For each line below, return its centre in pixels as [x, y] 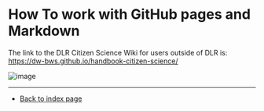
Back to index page [51, 98]
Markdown [44, 31]
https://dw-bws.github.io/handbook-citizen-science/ [93, 61]
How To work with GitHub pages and [130, 14]
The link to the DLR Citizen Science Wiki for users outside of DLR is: [118, 52]
